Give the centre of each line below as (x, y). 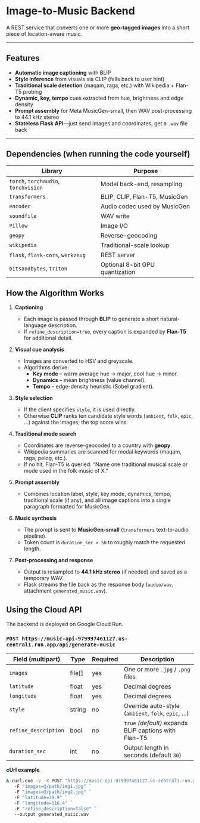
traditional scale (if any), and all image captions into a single (97, 500)
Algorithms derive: (46, 368)
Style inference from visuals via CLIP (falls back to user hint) (90, 79)
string (78, 710)
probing (32, 91)
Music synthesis (36, 518)
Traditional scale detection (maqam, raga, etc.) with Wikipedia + (94, 85)
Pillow (18, 226)
